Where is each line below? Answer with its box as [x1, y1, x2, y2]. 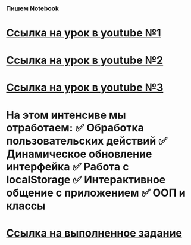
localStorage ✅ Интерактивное [6, 173, 166, 186]
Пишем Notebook [6, 4, 60, 13]
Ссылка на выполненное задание [6, 226, 183, 240]
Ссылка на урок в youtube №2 [6, 54, 164, 67]
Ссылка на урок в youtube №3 [6, 81, 164, 94]
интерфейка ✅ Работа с [6, 160, 129, 173]
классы [6, 199, 46, 213]
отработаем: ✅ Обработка [6, 121, 145, 134]
